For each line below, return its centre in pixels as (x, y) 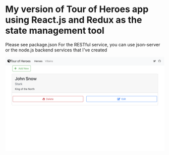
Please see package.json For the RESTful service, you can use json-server (83, 44)
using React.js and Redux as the (74, 20)
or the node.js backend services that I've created (56, 50)
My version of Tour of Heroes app (77, 9)
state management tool (55, 31)
